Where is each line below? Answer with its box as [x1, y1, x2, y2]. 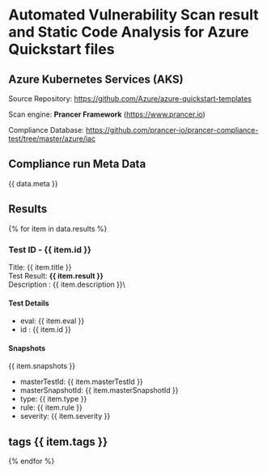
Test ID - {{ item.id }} [8, 244, 91, 255]
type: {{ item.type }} [19, 394, 87, 404]
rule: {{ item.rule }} [19, 403, 83, 412]
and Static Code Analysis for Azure [8, 23, 249, 41]
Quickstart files [8, 40, 115, 58]
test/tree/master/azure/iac [8, 134, 95, 143]
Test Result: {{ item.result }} [8, 271, 104, 280]
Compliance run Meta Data [8, 157, 146, 171]
